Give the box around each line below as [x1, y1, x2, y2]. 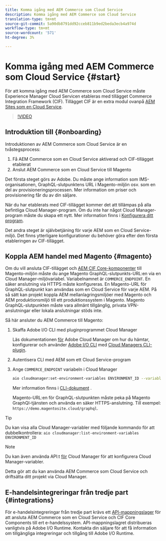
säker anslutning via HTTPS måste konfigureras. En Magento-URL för [5, 281, 147, 287]
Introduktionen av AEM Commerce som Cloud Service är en [5, 141, 127, 147]
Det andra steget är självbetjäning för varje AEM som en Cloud [5, 227, 133, 233]
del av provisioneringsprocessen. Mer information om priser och [5, 187, 136, 193]
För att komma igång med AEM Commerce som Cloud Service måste [5, 88, 145, 94]
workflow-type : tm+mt [5, 26, 50, 31]
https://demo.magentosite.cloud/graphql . [12, 405, 98, 411]
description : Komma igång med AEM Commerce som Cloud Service [5, 12, 136, 17]
